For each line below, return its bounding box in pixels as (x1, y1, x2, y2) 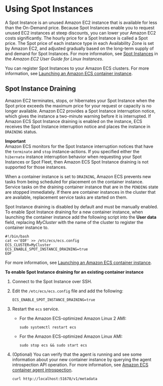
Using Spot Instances (5, 3, 93, 15)
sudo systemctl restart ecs (19, 325, 76, 330)
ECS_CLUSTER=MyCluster (5, 243, 51, 247)
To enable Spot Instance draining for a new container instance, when (5, 209, 144, 215)
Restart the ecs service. (12, 306, 59, 312)
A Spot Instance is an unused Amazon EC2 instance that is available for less (5, 20, 157, 25)
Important (5, 138, 26, 144)
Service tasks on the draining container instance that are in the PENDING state (5, 184, 159, 190)
